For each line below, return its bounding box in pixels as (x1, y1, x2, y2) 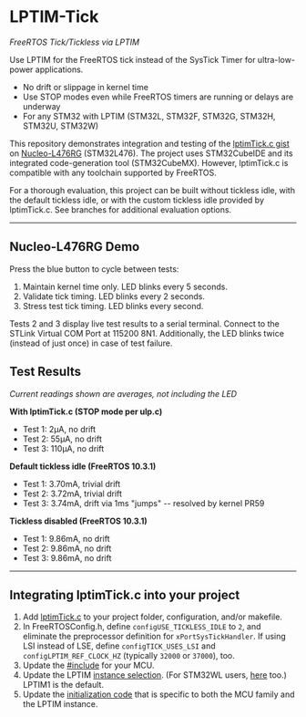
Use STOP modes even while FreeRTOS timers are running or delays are (22, 91, 294, 102)
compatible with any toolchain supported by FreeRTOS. (9, 167, 217, 178)
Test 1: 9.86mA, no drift (22, 533, 111, 544)
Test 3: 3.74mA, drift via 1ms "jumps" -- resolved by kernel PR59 (22, 497, 265, 508)
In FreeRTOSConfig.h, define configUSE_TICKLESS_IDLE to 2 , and (22, 621, 261, 632)
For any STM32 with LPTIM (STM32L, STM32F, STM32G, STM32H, (22, 110, 276, 121)
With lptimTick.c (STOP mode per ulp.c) (9, 406, 163, 417)
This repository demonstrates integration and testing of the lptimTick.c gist (9, 138, 290, 149)
